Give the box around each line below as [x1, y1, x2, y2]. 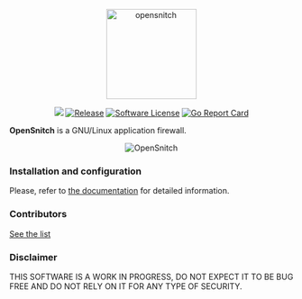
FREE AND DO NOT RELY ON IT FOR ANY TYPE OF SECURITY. [9, 280, 243, 292]
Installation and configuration [9, 165, 142, 177]
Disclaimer [9, 250, 58, 263]
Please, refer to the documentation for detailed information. [9, 186, 230, 196]
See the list [9, 228, 51, 239]
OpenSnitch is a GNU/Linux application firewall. [9, 125, 187, 135]
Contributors [9, 208, 68, 221]
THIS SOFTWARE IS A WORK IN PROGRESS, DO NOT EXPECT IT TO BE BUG [9, 271, 294, 282]
